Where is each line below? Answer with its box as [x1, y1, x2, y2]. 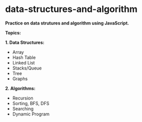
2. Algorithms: [5, 85, 36, 91]
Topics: [5, 29, 21, 35]
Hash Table [12, 54, 36, 60]
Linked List [12, 59, 35, 65]
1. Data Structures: [5, 39, 45, 45]
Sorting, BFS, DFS [12, 100, 50, 106]
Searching [12, 105, 34, 111]
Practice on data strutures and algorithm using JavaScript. [5, 20, 130, 26]
